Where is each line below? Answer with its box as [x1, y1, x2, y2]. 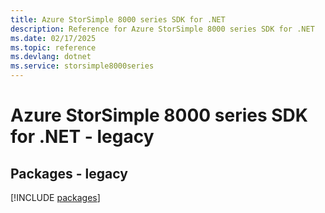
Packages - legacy [10, 165, 128, 182]
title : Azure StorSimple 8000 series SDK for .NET [10, 14, 226, 25]
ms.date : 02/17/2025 [10, 33, 97, 43]
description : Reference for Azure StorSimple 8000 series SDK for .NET [10, 24, 315, 34]
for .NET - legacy [10, 126, 155, 148]
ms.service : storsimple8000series [10, 61, 155, 71]
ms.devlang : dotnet [10, 52, 92, 62]
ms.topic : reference [10, 42, 97, 53]
